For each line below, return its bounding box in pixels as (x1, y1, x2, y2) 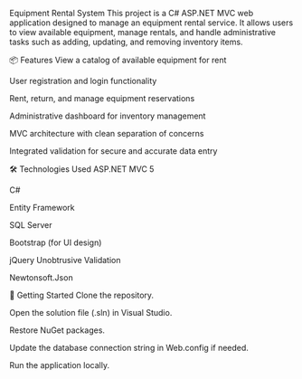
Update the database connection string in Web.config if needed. (9, 343, 249, 353)
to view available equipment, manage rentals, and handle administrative (9, 27, 276, 37)
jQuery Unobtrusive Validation (9, 255, 121, 265)
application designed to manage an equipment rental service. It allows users (9, 17, 294, 28)
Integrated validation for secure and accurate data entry (9, 146, 218, 156)
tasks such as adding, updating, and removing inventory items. (9, 36, 243, 47)
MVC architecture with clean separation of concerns (9, 128, 204, 138)
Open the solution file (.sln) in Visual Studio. (9, 308, 173, 317)
